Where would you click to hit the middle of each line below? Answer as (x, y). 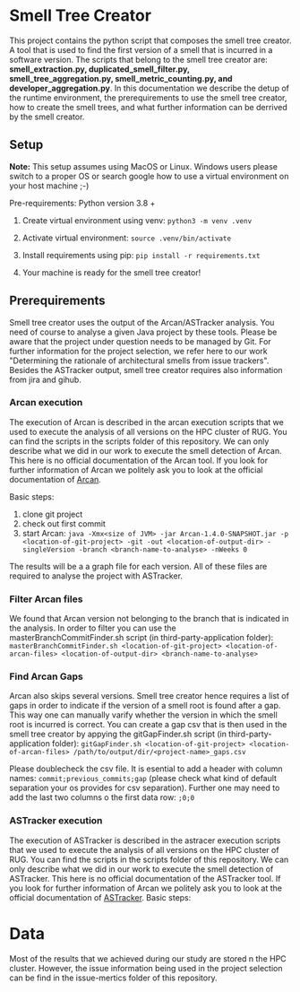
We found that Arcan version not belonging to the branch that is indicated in (149, 619)
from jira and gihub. (46, 379)
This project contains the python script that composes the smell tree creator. (150, 40)
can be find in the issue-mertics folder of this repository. (113, 978)
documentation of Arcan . (55, 479)
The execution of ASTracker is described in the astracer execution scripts (145, 840)
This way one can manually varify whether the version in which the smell (143, 715)
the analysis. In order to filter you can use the (93, 628)
